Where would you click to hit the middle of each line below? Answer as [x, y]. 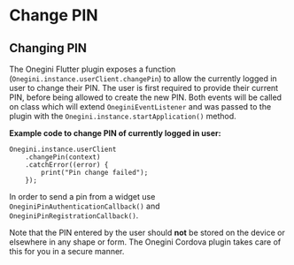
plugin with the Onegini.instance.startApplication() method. [123, 116]
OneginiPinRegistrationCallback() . [74, 216]
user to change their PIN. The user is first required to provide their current [144, 88]
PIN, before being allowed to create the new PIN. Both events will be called [145, 97]
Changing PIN [48, 48]
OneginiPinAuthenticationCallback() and [85, 206]
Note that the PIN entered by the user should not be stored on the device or [147, 232]
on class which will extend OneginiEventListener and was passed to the [140, 106]
